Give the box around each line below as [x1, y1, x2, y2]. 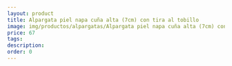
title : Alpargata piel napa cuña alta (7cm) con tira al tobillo [7, 16, 199, 23]
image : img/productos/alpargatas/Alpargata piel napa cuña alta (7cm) [7, 23, 215, 30]
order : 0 [7, 49, 32, 56]
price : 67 [7, 29, 36, 36]
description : [7, 42, 45, 49]
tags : [7, 36, 23, 43]
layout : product [7, 10, 54, 17]
